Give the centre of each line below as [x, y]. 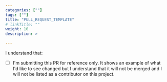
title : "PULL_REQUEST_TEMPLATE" [40, 19]
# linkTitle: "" [23, 24]
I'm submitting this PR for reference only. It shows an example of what [87, 63]
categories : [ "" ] [24, 10]
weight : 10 [17, 29]
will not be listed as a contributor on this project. [64, 74]
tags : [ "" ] [17, 15]
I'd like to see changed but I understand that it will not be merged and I [87, 69]
